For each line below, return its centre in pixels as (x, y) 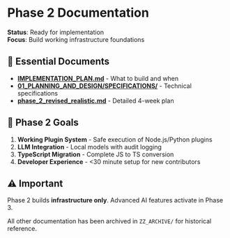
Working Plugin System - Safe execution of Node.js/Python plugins (115, 139)
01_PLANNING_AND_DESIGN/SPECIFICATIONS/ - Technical (104, 86)
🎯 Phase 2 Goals (43, 122)
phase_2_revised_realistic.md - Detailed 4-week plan (95, 101)
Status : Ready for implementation (56, 32)
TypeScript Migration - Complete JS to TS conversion (95, 154)
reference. (22, 229)
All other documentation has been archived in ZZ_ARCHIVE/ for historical (109, 221)
